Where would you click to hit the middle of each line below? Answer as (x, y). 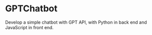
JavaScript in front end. (29, 27)
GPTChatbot (31, 9)
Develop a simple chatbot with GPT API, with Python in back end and (76, 22)
